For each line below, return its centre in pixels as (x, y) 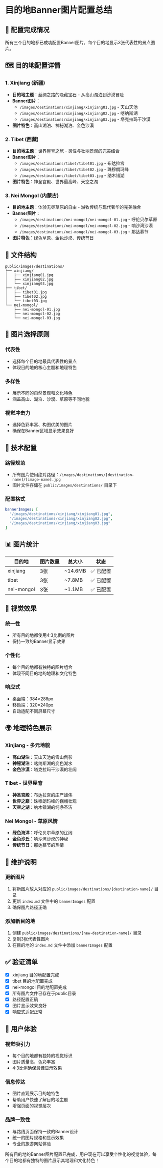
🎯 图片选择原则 (27, 334)
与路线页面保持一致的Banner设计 (45, 1131)
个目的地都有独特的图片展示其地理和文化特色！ (52, 1160)
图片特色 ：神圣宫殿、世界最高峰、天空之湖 (55, 181)
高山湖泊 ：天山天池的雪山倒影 (42, 757)
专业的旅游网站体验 (32, 1143)
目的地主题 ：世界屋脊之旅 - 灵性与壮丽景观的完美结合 (66, 151)
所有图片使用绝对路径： (36, 475)
